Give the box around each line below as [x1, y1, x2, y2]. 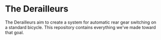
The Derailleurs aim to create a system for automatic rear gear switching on [5, 19, 157, 25]
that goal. [5, 29, 24, 35]
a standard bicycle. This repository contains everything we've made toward [5, 24, 156, 30]
